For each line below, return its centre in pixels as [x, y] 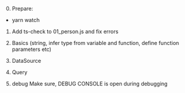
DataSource [27, 61]
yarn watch [26, 20]
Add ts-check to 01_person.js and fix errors [65, 31]
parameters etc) [32, 49]
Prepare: [22, 9]
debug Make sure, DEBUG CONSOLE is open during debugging [90, 84]
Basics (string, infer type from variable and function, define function [95, 43]
